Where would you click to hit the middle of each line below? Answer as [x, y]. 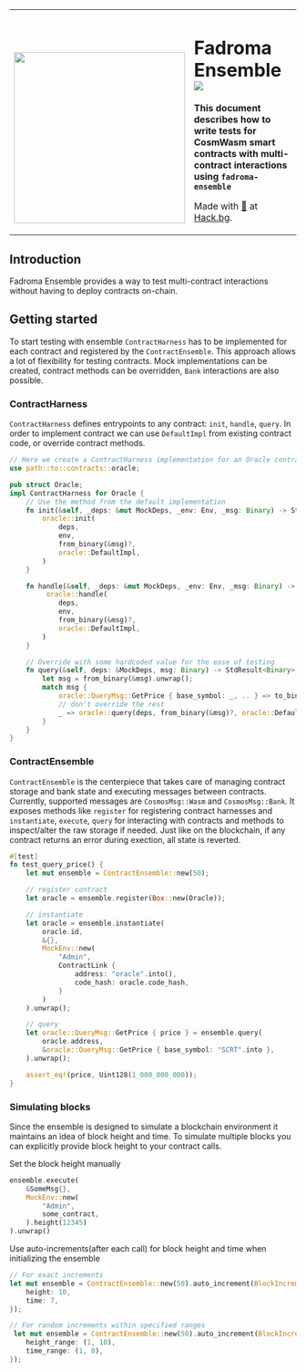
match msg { [65, 688]
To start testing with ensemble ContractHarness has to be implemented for [148, 341]
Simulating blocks [50, 1107]
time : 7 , [42, 1300]
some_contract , [71, 1214]
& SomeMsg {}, [48, 1189]
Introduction [46, 259]
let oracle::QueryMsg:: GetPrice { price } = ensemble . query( [144, 1033]
